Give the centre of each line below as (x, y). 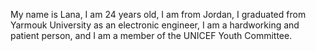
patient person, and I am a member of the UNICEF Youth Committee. (151, 35)
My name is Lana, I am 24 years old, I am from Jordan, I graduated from (158, 14)
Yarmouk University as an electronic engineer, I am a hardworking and (155, 25)
